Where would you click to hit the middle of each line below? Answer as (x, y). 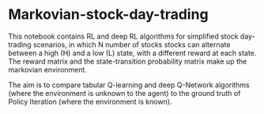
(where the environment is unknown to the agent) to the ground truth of (124, 93)
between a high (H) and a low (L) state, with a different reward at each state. (132, 53)
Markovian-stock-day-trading (108, 15)
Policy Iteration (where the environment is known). (90, 101)
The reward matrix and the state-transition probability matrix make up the (128, 61)
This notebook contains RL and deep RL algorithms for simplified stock (123, 36)
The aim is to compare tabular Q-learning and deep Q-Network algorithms (129, 85)
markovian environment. (47, 69)
